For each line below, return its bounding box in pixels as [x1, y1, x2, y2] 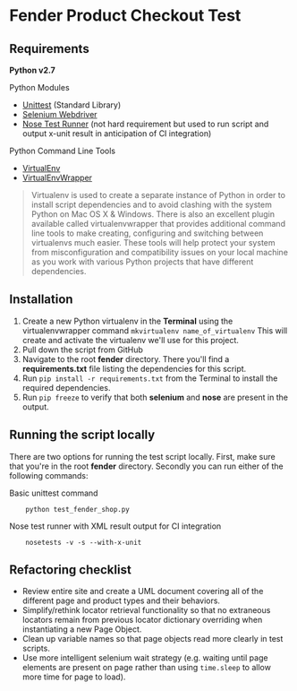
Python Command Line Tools [9, 145, 116, 156]
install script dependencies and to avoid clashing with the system [30, 199, 273, 210]
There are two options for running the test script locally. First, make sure [9, 451, 276, 462]
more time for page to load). [21, 671, 126, 682]
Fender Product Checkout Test [9, 5, 242, 26]
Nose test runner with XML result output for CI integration [9, 521, 222, 531]
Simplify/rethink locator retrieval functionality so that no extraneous [21, 605, 271, 616]
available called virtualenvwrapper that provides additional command [30, 219, 286, 229]
